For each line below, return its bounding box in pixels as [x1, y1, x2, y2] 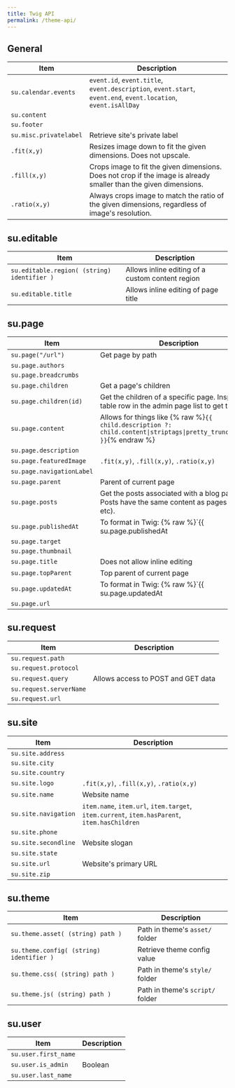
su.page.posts [10, 498, 58, 506]
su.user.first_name [10, 1050, 76, 1059]
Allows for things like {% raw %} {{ [100, 412, 213, 422]
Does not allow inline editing [100, 556, 192, 566]
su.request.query [10, 674, 69, 682]
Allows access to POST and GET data [92, 673, 215, 683]
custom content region [125, 274, 201, 284]
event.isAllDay [89, 102, 140, 109]
